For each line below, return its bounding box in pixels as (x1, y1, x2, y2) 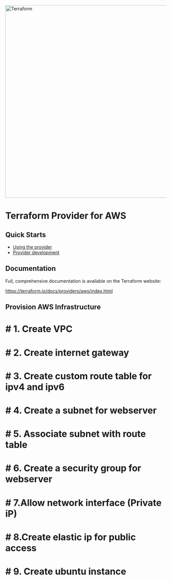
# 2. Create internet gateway (5, 346, 130, 358)
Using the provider (12, 244, 52, 250)
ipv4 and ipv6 (5, 381, 65, 393)
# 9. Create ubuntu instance (5, 566, 126, 577)
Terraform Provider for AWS (5, 210, 126, 222)
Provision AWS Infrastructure (5, 303, 101, 312)
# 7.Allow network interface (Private (5, 497, 162, 509)
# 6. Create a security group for (5, 462, 142, 474)
